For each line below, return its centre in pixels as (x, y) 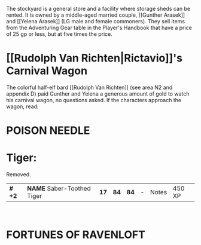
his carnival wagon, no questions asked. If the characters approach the (94, 100)
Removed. (19, 174)
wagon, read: (22, 106)
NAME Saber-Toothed (59, 189)
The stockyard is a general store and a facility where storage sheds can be (98, 9)
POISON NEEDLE (48, 131)
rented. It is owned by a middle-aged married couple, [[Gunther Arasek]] (96, 15)
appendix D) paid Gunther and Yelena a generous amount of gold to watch (98, 94)
